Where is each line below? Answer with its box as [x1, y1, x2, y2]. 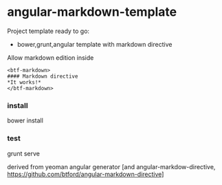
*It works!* [7, 78, 41, 86]
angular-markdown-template [7, 4, 177, 20]
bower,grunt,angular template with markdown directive [16, 40, 173, 48]
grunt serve [7, 149, 40, 157]
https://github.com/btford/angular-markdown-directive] [7, 170, 164, 178]
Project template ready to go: [7, 27, 90, 35]
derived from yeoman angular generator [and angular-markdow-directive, [7, 162, 216, 171]
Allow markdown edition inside [7, 53, 94, 62]
